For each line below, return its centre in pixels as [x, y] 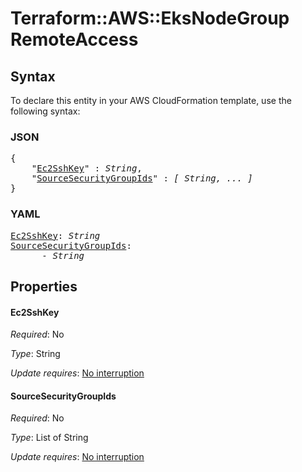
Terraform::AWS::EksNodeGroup [150, 18]
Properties [44, 286]
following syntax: [45, 111]
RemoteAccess [74, 39]
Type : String [35, 354]
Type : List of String [49, 438]
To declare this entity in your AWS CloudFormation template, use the [151, 100]
